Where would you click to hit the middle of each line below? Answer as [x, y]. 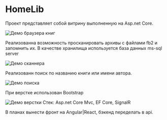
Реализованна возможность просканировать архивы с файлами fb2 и [81, 43]
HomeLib [25, 9]
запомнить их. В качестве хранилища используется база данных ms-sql [84, 48]
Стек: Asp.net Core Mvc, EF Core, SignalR [87, 102]
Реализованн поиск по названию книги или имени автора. [69, 73]
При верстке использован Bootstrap [44, 92]
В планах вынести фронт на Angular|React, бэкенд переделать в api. [79, 112]
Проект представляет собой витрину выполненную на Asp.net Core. [79, 23]
